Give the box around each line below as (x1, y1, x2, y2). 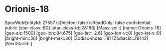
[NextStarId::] (4, 40, 33, 46)
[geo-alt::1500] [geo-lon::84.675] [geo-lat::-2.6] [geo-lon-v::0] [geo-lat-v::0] (4, 30, 162, 36)
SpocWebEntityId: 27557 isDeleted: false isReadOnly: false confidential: (4, 20, 152, 25)
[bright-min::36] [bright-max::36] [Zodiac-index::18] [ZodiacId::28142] (4, 35, 149, 41)
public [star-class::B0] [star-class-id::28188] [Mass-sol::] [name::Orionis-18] (4, 25, 162, 30)
